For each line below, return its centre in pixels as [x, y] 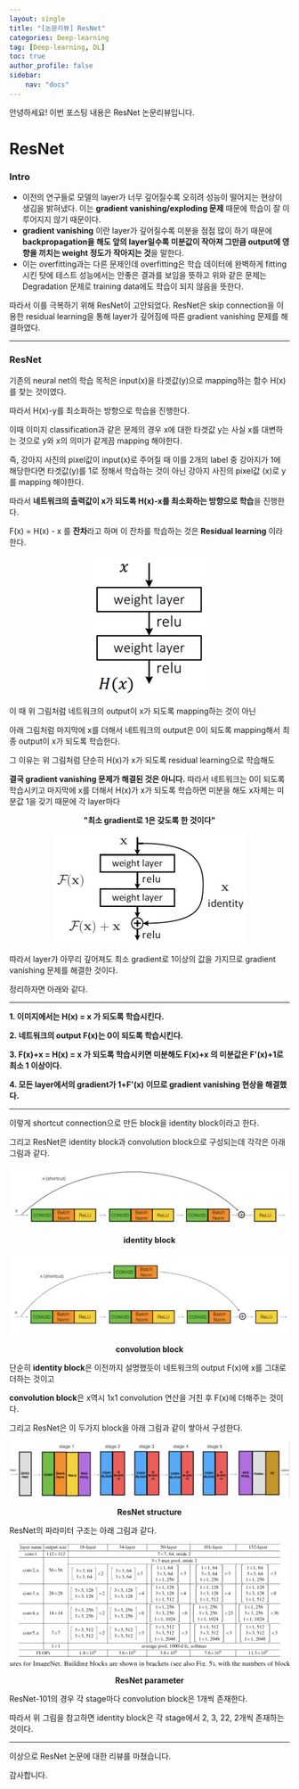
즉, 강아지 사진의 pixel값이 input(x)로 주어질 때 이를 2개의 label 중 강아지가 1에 [145, 459]
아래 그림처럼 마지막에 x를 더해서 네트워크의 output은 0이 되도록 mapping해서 [145, 730]
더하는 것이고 [32, 1379]
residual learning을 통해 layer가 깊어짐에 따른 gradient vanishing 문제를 [152, 317]
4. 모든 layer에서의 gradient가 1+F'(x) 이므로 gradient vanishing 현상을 [137, 1084]
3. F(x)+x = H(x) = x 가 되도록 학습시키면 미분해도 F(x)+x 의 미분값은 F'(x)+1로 [146, 1054]
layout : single [37, 19]
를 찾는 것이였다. [38, 392]
